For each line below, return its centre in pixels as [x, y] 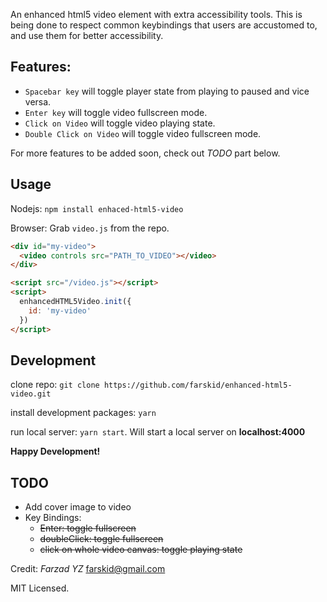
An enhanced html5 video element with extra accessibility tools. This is [156, 14]
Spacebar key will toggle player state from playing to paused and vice [167, 91]
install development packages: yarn [83, 413]
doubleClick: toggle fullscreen [101, 539]
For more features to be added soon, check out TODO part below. [145, 153]
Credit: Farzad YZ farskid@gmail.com [88, 569]
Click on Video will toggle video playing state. [120, 123]
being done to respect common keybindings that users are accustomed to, [164, 25]
